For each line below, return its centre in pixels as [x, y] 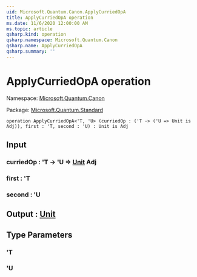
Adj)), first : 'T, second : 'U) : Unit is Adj [68, 126]
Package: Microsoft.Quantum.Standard [55, 110]
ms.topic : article [29, 29]
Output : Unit [31, 214]
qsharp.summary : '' [31, 52]
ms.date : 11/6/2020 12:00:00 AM [47, 23]
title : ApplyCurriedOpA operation [50, 18]
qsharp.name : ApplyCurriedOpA [45, 46]
